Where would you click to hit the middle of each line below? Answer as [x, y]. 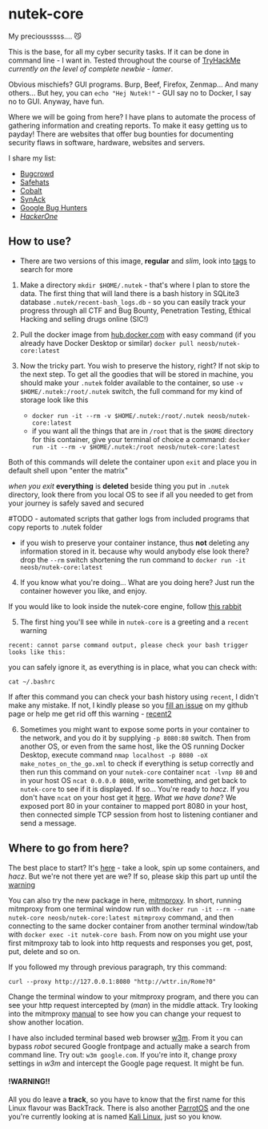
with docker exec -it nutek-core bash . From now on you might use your [128, 934]
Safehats [34, 182]
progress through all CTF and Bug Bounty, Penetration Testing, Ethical [135, 311]
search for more [46, 269]
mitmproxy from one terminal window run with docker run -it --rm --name [132, 908]
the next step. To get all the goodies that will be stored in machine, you [136, 374]
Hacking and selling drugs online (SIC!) [84, 319]
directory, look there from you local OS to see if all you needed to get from [131, 494]
